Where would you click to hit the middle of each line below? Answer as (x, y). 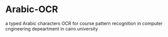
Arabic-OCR (32, 9)
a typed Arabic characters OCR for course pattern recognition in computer (84, 23)
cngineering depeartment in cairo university (52, 28)
